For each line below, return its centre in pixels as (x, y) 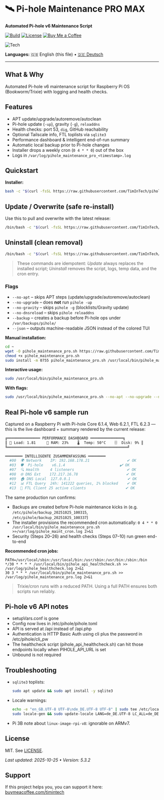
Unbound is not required (37, 655)
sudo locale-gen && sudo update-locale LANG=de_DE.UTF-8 (71, 714)
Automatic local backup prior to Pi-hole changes (61, 145)
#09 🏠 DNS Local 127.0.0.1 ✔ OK (73, 479)
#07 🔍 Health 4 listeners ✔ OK (73, 470)
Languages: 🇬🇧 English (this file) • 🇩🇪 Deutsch (54, 54)
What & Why (24, 75)
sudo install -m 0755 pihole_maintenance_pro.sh (55, 360)
